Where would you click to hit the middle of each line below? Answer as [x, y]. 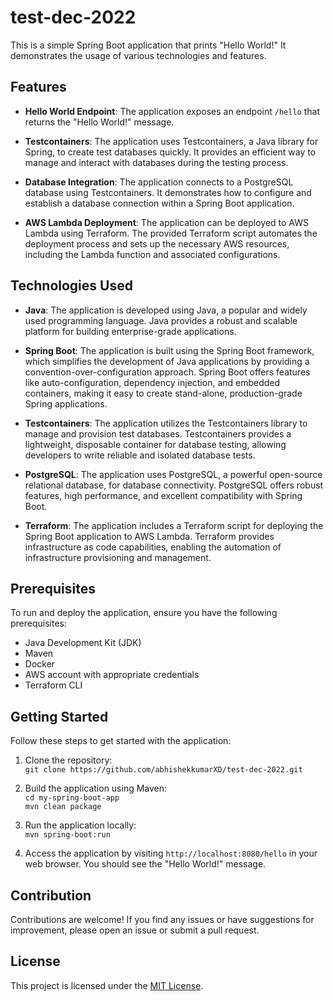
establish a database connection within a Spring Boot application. [159, 203]
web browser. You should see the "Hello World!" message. [145, 864]
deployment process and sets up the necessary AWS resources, [157, 243]
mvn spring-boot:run [67, 835]
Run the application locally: [80, 825]
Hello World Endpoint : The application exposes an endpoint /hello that [172, 111]
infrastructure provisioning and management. [118, 557]
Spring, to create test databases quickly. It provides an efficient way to [170, 152]
